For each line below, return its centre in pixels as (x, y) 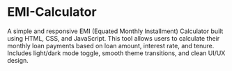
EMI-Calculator (52, 12)
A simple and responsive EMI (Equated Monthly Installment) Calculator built (115, 31)
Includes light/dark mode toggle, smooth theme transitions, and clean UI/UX (116, 53)
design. (18, 60)
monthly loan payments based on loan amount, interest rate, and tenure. (111, 45)
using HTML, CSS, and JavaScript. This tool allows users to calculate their (114, 38)
